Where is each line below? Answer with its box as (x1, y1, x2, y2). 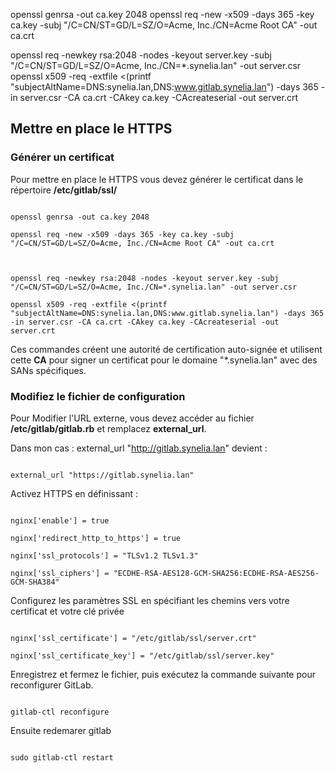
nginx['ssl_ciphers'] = (10, 568, 110, 578)
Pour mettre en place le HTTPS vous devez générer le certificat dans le (10, 173, 304, 185)
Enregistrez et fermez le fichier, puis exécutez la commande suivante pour (10, 668, 316, 680)
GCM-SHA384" (10, 577, 60, 587)
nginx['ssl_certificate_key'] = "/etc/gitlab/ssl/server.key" (10, 650, 275, 661)
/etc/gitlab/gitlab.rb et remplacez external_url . (10, 422, 207, 434)
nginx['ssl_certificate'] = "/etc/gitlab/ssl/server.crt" (10, 633, 257, 643)
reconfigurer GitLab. (10, 679, 94, 691)
